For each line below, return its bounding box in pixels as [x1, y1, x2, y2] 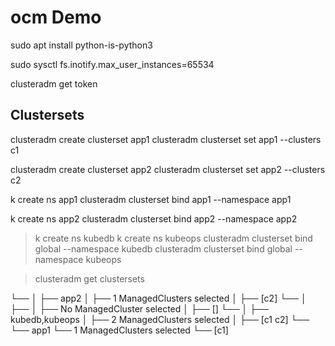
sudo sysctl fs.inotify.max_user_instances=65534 [10, 58, 215, 70]
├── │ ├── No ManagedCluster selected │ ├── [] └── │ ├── [10, 302, 269, 315]
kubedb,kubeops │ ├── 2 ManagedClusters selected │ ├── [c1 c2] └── [10, 313, 310, 325]
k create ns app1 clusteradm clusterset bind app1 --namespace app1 [10, 193, 292, 205]
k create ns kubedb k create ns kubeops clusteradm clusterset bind [34, 232, 313, 244]
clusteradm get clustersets [34, 272, 145, 285]
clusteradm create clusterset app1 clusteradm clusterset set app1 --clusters [10, 133, 322, 145]
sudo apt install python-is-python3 [10, 39, 153, 51]
